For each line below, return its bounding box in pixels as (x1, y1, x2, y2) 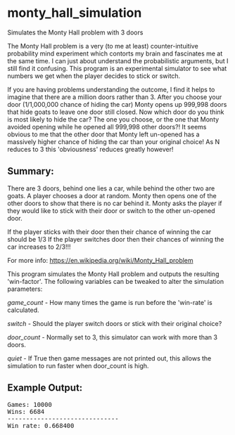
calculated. (7, 306, 40, 314)
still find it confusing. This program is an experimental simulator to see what (7, 64, 227, 72)
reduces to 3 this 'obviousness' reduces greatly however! (7, 145, 174, 153)
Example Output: (7, 382, 83, 394)
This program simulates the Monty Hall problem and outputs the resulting (7, 269, 220, 278)
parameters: (7, 285, 43, 293)
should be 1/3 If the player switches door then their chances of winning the (7, 235, 224, 243)
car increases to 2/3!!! (7, 242, 72, 251)
